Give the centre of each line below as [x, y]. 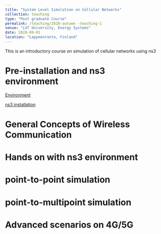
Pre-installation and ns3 [55, 71]
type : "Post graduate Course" [36, 19]
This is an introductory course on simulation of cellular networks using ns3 [80, 51]
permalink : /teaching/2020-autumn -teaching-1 [54, 23]
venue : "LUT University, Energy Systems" [48, 28]
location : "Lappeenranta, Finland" [41, 37]
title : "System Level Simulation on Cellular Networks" [63, 10]
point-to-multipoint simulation [68, 202]
